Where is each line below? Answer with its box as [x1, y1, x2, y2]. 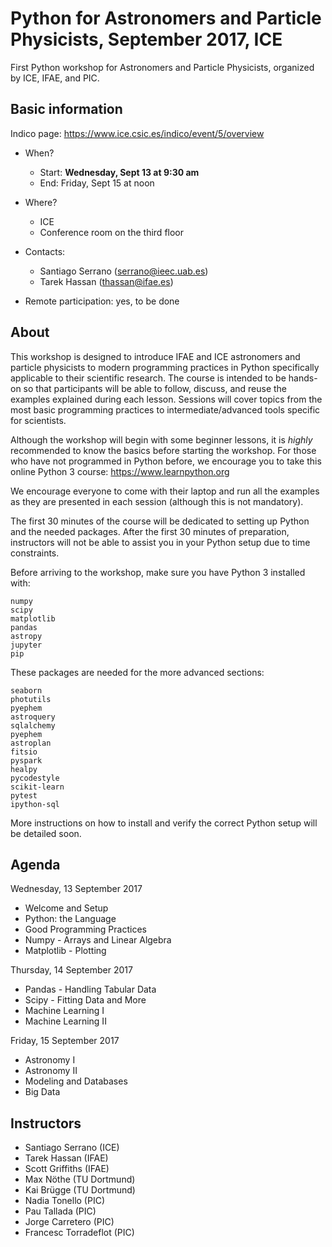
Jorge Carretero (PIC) [24, 1216, 115, 1228]
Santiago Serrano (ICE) [24, 1142, 120, 1154]
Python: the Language [24, 913, 117, 925]
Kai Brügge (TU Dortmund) [24, 1184, 136, 1196]
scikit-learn [10, 782, 65, 792]
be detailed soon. [10, 827, 82, 839]
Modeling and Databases [24, 1075, 128, 1087]
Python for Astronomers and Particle [10, 7, 322, 30]
